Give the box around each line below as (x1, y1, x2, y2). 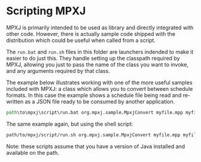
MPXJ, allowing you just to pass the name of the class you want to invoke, (6, 61, 188, 68)
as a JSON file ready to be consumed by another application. (25, 97, 175, 105)
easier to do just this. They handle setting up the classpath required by (6, 54, 181, 62)
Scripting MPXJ (6, 4, 86, 18)
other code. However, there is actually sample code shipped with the (6, 30, 175, 37)
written (6, 97, 24, 105)
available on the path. (6, 149, 60, 156)
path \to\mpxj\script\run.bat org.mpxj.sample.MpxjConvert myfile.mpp (6, 109, 184, 115)
